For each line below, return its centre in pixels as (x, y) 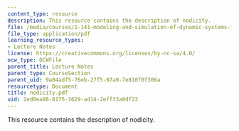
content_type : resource (43, 14)
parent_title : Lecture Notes (51, 67)
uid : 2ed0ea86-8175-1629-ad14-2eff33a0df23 (73, 100)
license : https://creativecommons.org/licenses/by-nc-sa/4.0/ (101, 54)
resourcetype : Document (43, 86)
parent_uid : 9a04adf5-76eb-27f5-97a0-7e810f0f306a (84, 80)
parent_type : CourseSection (49, 73)
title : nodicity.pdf (38, 93)
